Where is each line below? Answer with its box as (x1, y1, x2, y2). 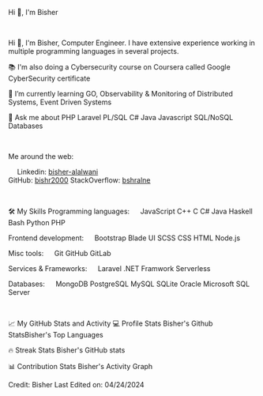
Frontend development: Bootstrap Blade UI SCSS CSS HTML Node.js (8, 233, 241, 243)
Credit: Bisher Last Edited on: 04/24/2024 (8, 380, 145, 389)
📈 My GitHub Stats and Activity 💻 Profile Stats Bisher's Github (8, 319, 213, 328)
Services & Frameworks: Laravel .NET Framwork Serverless (8, 264, 211, 273)
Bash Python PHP (8, 218, 66, 227)
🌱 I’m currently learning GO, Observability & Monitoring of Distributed (8, 89, 233, 98)
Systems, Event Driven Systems (8, 97, 112, 107)
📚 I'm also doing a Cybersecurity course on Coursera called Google (8, 62, 231, 71)
